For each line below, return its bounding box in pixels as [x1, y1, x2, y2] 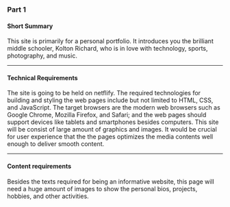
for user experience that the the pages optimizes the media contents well [7, 132, 214, 141]
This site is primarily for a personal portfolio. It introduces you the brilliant [7, 37, 214, 45]
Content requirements [7, 162, 72, 170]
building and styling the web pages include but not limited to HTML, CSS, [7, 96, 214, 104]
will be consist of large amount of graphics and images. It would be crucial [7, 125, 217, 134]
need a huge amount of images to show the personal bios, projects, [7, 184, 198, 193]
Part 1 [7, 5, 26, 14]
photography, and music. [7, 51, 77, 60]
